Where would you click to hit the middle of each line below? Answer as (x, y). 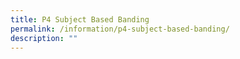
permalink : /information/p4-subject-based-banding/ (120, 29)
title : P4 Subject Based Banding (80, 19)
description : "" (44, 38)
